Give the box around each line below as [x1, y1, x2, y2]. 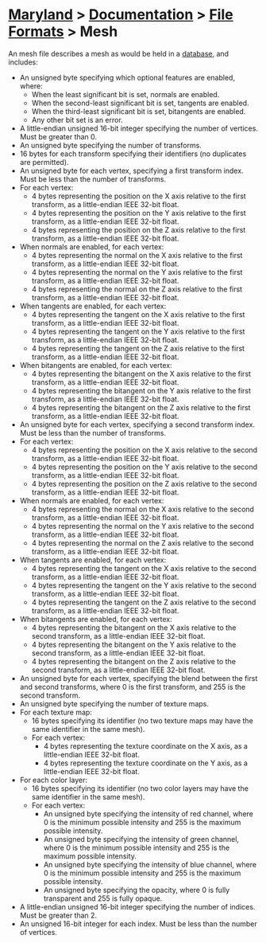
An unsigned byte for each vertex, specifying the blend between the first [19, 673, 258, 683]
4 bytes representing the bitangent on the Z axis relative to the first [31, 402, 251, 412]
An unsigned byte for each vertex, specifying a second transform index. [19, 420, 256, 429]
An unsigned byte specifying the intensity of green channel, [43, 834, 240, 843]
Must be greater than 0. [19, 131, 98, 141]
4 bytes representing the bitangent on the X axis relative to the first [31, 369, 252, 378]
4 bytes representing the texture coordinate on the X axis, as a [43, 741, 249, 750]
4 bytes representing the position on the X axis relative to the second [31, 444, 258, 455]
